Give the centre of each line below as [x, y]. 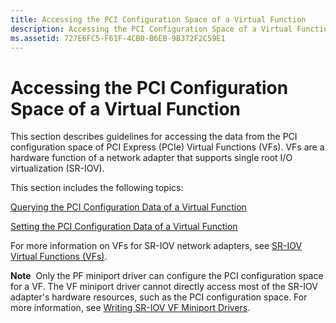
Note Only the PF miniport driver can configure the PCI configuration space [167, 276]
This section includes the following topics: [97, 188]
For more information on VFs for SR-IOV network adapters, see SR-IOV [156, 246]
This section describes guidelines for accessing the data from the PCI [154, 137]
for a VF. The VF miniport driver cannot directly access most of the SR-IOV [164, 287]
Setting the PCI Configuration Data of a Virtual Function [124, 227]
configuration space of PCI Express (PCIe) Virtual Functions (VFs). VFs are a [167, 147]
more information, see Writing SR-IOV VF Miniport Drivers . [130, 308]
